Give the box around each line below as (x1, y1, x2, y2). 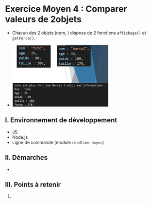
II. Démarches (5, 153, 48, 162)
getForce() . (12, 35, 35, 41)
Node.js (12, 134, 28, 140)
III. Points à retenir (5, 180, 61, 188)
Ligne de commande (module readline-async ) (12, 139, 104, 145)
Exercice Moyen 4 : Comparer (5, 3, 127, 15)
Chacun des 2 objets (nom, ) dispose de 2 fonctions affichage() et (12, 30, 147, 36)
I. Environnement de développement (5, 116, 117, 125)
